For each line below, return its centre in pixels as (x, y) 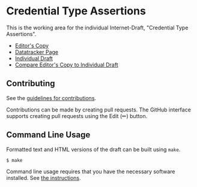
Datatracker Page (37, 52)
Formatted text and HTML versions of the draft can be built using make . (93, 149)
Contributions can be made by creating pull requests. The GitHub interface (98, 110)
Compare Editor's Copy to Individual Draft (66, 65)
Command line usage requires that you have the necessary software (91, 171)
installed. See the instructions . (44, 178)
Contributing (31, 84)
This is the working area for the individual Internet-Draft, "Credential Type (97, 28)
